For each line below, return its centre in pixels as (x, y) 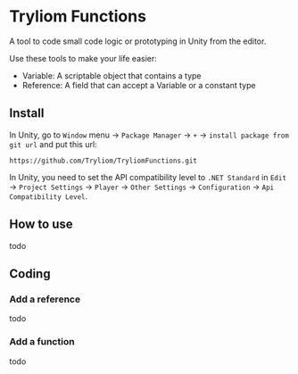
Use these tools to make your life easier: (83, 58)
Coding (30, 274)
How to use (41, 224)
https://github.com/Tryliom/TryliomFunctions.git (103, 161)
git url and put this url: (53, 144)
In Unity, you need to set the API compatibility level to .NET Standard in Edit (148, 177)
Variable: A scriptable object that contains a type (112, 75)
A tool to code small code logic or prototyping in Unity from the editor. (138, 41)
